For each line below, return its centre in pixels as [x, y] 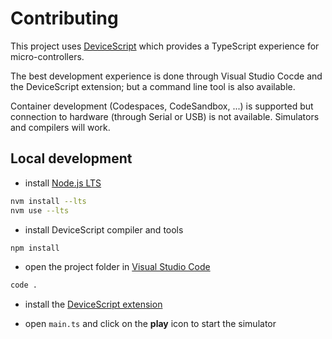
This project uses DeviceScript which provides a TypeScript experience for [165, 46]
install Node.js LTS [63, 183]
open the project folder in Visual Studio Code [117, 267]
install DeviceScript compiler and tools [104, 229]
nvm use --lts [40, 210]
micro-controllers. [47, 56]
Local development [71, 158]
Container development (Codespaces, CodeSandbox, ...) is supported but [162, 106]
